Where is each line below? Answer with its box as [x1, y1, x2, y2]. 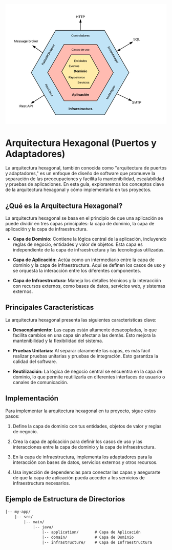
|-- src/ [14, 514, 33, 519]
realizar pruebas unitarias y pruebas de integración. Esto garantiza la [12, 353, 159, 359]
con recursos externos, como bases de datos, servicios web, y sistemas [12, 283, 165, 289]
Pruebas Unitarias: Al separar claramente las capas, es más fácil [12, 347, 150, 353]
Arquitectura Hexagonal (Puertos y [5, 137, 157, 149]
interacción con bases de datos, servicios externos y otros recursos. [12, 459, 158, 465]
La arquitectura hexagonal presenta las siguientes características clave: [5, 316, 157, 323]
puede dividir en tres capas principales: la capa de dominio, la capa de [5, 221, 155, 227]
